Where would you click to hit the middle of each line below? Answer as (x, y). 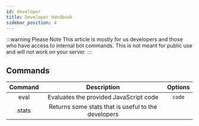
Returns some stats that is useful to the (103, 107)
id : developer (24, 12)
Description (103, 88)
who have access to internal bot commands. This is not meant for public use (99, 46)
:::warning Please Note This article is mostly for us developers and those (95, 40)
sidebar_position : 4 (32, 22)
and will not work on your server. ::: (49, 52)
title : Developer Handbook (39, 17)
